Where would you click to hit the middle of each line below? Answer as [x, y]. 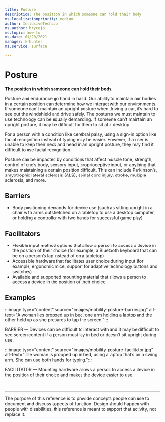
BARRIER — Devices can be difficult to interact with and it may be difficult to [82, 329]
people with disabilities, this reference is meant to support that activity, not [81, 409]
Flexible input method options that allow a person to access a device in [84, 246]
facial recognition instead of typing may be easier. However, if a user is [77, 139]
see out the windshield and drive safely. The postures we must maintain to [80, 114]
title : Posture [21, 10]
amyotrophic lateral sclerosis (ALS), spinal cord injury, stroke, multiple [76, 175]
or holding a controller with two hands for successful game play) [78, 218]
